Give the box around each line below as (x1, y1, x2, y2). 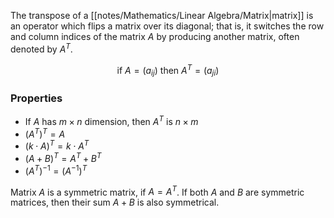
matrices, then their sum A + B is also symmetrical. (10, 196, 220, 209)
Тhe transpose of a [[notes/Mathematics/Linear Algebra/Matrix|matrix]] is (10, 10, 314, 21)
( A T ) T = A (24, 126, 66, 140)
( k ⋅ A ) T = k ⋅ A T (24, 138, 90, 152)
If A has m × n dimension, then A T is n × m (24, 114, 199, 128)
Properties (10, 91, 63, 105)
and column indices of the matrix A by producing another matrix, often (10, 31, 300, 42)
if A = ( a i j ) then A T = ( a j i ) (116, 62, 220, 79)
